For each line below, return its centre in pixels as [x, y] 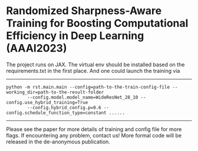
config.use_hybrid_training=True [47, 102]
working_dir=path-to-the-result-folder [55, 92]
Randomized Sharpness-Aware [84, 11]
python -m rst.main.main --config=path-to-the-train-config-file [88, 87]
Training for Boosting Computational [97, 23]
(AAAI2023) [37, 48]
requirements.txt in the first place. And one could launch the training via [93, 71]
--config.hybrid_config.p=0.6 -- [68, 108]
